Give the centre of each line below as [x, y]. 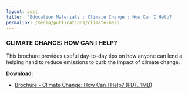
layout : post [22, 11]
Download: [20, 73]
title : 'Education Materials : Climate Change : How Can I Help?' [90, 17]
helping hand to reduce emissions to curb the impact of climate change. [93, 62]
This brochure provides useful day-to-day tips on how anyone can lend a [94, 56]
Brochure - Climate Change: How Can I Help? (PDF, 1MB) [83, 85]
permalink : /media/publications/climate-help [63, 22]
